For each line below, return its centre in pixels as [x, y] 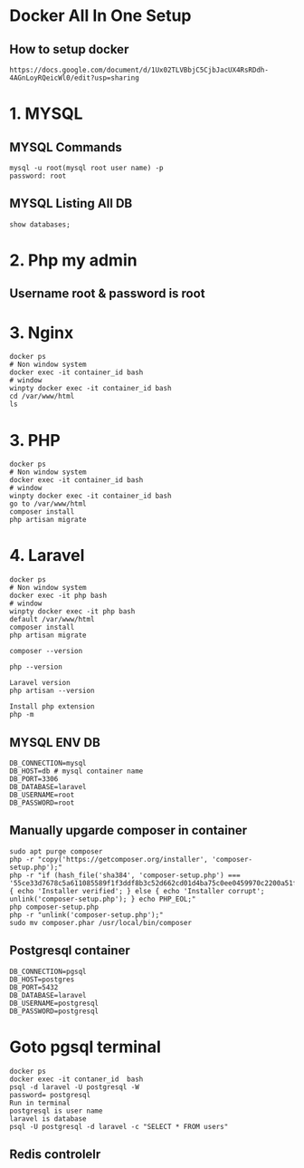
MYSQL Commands [66, 147]
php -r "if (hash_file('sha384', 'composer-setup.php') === [125, 875]
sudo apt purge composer [56, 851]
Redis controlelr [55, 1154]
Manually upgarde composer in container [128, 830]
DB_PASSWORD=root [42, 803]
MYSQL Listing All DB [71, 203]
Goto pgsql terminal [85, 1047]
